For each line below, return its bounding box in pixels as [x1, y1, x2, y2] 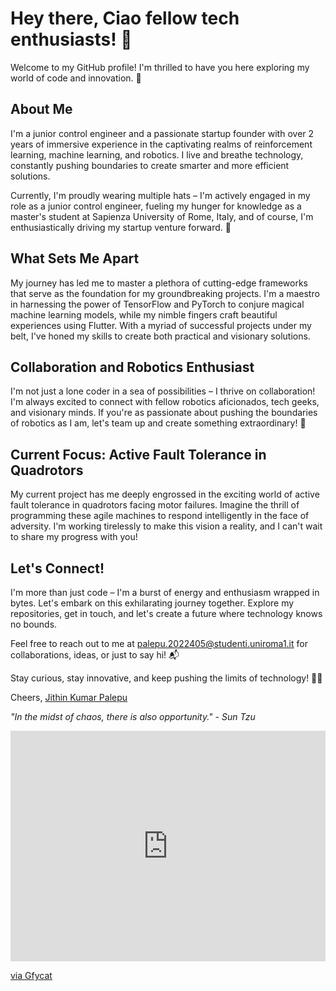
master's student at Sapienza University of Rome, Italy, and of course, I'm [10, 210, 314, 222]
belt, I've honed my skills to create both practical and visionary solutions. [10, 330, 311, 342]
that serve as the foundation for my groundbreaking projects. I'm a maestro [10, 287, 320, 299]
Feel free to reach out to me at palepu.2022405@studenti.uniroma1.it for [10, 638, 308, 649]
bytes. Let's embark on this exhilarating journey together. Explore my [10, 597, 295, 609]
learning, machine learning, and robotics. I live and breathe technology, [10, 148, 304, 161]
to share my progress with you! [10, 531, 138, 543]
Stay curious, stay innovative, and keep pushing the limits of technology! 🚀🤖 [10, 672, 323, 684]
